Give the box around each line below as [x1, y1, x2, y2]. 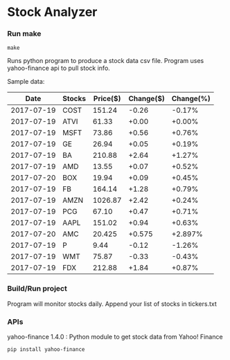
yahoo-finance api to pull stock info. [7, 64, 111, 73]
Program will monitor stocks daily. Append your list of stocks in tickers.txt [7, 299, 217, 308]
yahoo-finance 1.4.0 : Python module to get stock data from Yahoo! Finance [7, 333, 223, 341]
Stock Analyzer [7, 4, 98, 20]
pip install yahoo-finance [7, 346, 85, 353]
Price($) [93, 94, 121, 104]
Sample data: [7, 78, 45, 86]
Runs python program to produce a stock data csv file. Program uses [7, 57, 204, 65]
